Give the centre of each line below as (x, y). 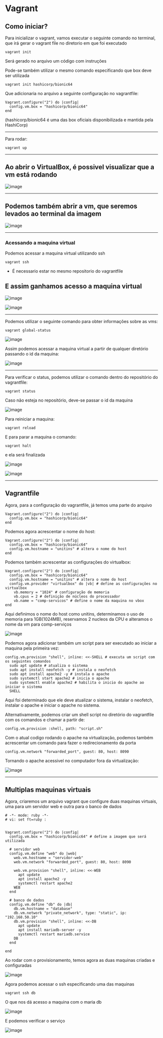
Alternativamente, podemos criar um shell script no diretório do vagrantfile (80, 714)
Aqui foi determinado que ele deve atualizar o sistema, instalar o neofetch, (79, 700)
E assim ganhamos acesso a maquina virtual (73, 286)
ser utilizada (17, 75)
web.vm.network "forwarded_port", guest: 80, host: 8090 (73, 862)
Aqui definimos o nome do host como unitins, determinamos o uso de (74, 614)
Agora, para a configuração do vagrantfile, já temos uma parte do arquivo (79, 505)
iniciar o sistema (24, 687)
